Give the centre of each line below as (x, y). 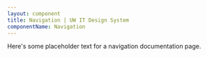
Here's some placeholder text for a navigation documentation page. (104, 47)
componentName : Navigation (46, 26)
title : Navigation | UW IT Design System (68, 20)
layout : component (34, 14)
